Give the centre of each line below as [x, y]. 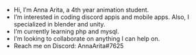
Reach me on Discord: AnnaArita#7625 [69, 46]
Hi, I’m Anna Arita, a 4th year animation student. [81, 10]
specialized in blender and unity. [59, 24]
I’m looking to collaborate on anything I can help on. [87, 39]
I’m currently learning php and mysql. [66, 31]
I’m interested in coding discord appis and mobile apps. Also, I [101, 17]
